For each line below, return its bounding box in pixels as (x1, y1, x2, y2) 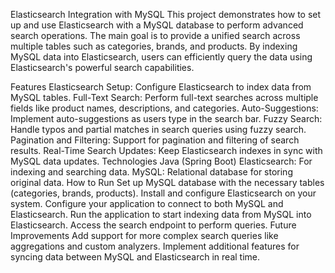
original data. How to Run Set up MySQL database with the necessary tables (10, 177, 325, 188)
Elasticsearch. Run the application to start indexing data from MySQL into (10, 209, 312, 220)
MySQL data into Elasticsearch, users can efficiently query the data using (10, 51, 313, 63)
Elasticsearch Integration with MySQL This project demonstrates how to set (10, 9, 322, 20)
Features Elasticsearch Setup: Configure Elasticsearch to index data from (10, 81, 312, 93)
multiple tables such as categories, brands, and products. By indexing (10, 40, 298, 52)
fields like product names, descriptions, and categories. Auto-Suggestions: (10, 102, 319, 114)
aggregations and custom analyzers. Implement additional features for (10, 240, 300, 252)
